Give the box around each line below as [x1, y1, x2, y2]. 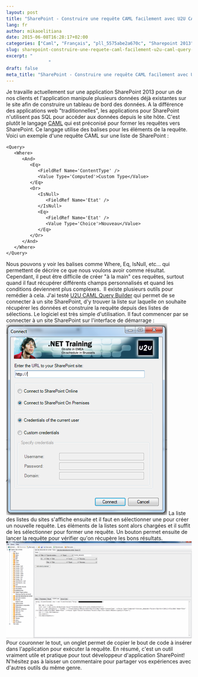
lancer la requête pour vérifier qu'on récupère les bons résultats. [6, 535, 163, 542]
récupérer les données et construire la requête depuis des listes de [6, 304, 169, 311]
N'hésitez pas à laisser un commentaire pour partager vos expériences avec [6, 658, 192, 665]
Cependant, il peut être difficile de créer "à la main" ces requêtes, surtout [6, 273, 184, 280]
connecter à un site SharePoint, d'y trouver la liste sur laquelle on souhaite [6, 298, 187, 306]
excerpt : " [6, 53, 33, 59]
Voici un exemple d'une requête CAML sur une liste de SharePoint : [6, 132, 169, 140]
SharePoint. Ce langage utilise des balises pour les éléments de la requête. [6, 126, 187, 133]
